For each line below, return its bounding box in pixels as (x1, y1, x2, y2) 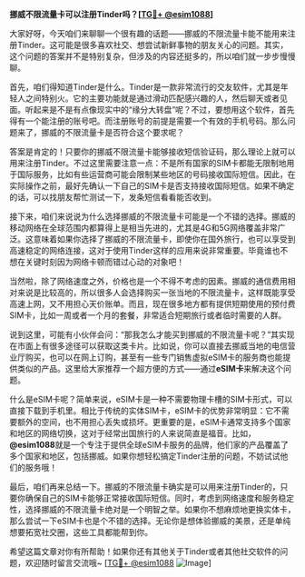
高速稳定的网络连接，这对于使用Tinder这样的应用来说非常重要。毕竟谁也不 (9, 245, 289, 255)
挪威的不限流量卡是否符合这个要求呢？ (40, 127, 184, 137)
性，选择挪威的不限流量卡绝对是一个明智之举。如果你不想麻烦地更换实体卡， (9, 504, 296, 514)
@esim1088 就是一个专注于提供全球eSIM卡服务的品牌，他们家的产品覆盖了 (9, 440, 289, 450)
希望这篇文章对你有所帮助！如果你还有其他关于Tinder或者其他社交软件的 (9, 546, 280, 557)
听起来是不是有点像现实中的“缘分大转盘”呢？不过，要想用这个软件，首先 (25, 104, 295, 114)
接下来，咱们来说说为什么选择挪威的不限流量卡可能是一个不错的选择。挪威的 (9, 211, 296, 222)
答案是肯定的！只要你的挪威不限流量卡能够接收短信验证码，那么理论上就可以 (9, 146, 296, 157)
